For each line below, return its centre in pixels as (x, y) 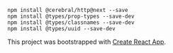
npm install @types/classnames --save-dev (71, 23)
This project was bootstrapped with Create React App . (87, 42)
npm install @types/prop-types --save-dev (71, 16)
